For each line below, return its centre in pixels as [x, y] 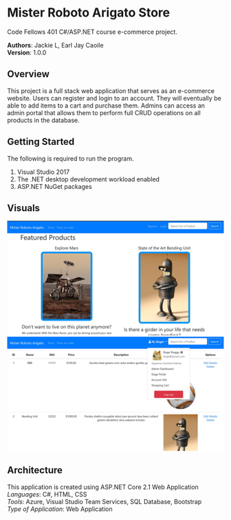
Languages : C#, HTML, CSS [47, 494]
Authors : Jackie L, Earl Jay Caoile [56, 45]
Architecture [35, 470]
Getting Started [41, 142]
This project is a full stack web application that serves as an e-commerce [111, 90]
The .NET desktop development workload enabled [88, 179]
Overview [29, 74]
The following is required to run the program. [70, 158]
